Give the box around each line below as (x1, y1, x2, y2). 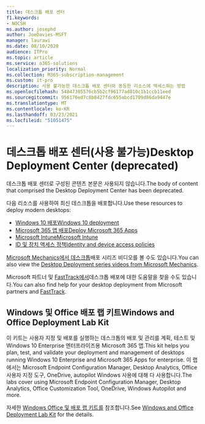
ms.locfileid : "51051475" (6, 117, 72, 123)
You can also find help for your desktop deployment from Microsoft (12, 281, 182, 289)
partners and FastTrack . (6, 288, 67, 295)
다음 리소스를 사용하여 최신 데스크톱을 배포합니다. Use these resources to (6, 200, 183, 207)
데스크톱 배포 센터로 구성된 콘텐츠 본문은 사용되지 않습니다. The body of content (6, 180, 198, 187)
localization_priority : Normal (6, 66, 86, 72)
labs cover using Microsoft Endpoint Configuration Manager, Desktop (6, 378, 181, 385)
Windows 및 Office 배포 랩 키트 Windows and (6, 307, 175, 317)
